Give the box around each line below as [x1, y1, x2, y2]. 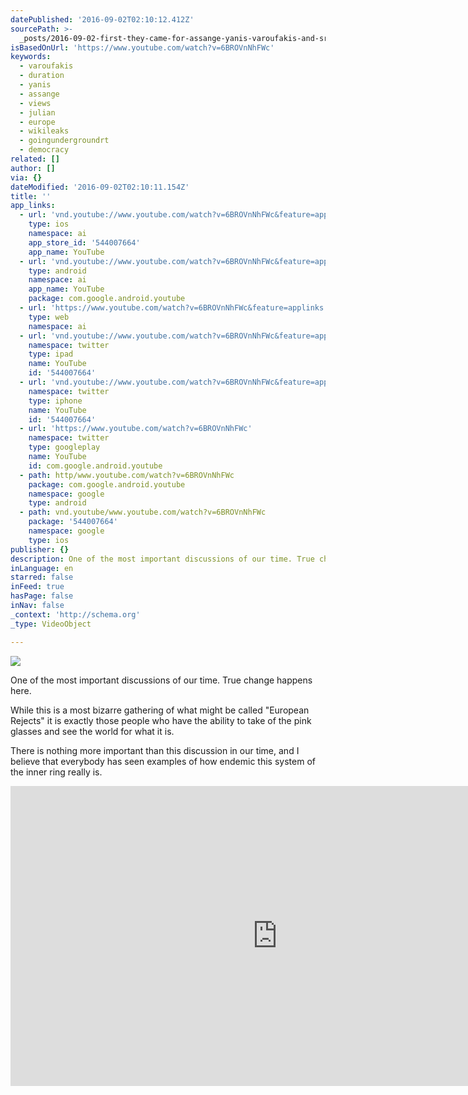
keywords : [10, 52, 52, 62]
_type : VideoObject [10, 619, 92, 629]
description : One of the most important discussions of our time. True [10, 554, 315, 564]
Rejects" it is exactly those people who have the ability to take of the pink [10, 714, 312, 726]
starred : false [10, 572, 74, 583]
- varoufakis [19, 61, 74, 71]
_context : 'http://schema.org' [10, 609, 141, 620]
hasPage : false [10, 591, 74, 601]
